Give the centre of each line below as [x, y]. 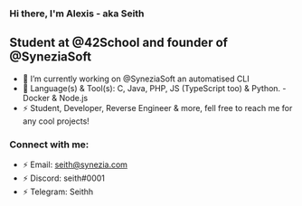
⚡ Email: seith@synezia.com [75, 164]
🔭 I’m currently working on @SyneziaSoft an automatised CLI [136, 79]
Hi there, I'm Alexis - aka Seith [77, 14]
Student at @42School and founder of [119, 43]
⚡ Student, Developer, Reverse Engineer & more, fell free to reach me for [157, 108]
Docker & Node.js [55, 98]
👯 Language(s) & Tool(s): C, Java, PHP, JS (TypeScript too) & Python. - [154, 88]
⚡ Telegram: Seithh [58, 192]
